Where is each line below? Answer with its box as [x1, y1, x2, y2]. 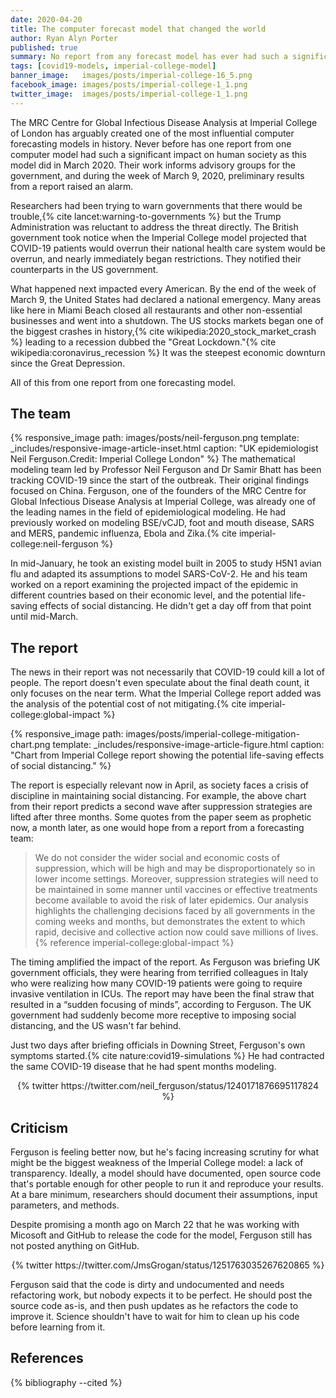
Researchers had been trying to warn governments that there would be [10, 199, 303, 211]
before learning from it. [10, 1321, 106, 1333]
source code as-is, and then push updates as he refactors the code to [10, 1300, 299, 1312]
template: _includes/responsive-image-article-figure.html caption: [52, 739, 325, 751]
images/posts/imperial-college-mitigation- [125, 728, 300, 740]
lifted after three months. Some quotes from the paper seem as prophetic [10, 811, 312, 823]
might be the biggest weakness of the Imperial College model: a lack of [10, 1157, 304, 1169]
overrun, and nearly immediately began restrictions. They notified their [10, 252, 302, 265]
